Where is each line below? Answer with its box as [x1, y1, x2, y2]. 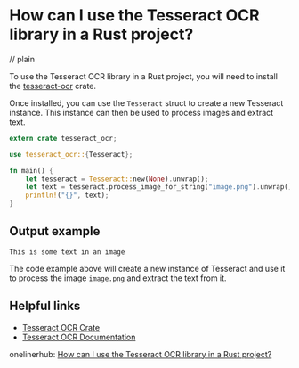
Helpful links [9, 298, 81, 314]
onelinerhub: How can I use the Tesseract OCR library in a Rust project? [9, 348, 272, 359]
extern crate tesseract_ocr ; [9, 134, 117, 143]
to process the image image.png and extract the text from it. [9, 273, 227, 283]
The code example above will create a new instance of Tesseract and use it [9, 263, 286, 274]
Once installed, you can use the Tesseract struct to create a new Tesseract [9, 97, 284, 108]
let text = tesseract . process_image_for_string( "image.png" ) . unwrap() [25, 183, 293, 192]
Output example [9, 224, 101, 239]
